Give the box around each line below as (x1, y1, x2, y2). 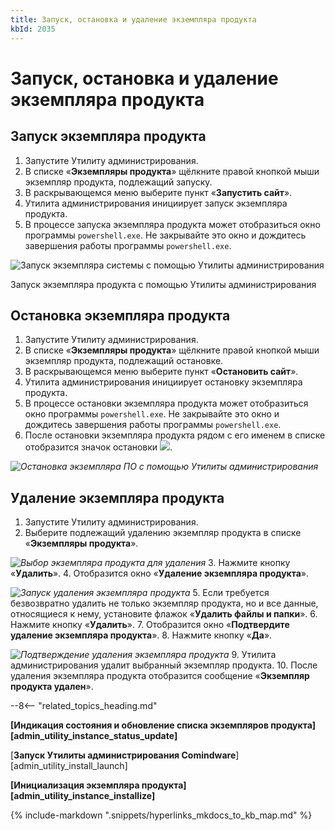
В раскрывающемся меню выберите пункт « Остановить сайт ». (24, 366, 299, 378)
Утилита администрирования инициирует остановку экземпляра (24, 376, 303, 388)
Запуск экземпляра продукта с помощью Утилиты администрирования (10, 278, 317, 290)
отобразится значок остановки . (24, 441, 173, 453)
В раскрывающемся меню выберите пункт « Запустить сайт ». (24, 186, 293, 198)
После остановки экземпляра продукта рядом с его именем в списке (24, 429, 326, 441)
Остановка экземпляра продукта (10, 307, 231, 324)
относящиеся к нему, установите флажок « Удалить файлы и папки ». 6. (10, 608, 318, 620)
